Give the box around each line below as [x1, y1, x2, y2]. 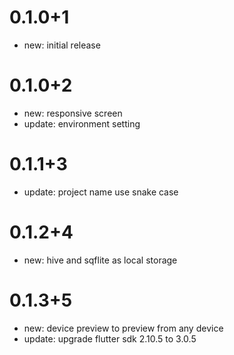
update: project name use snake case [23, 186, 179, 198]
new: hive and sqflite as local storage [23, 254, 178, 266]
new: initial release [23, 39, 101, 51]
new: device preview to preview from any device [23, 322, 224, 334]
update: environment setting [23, 117, 141, 130]
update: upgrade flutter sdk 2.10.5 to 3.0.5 [23, 332, 197, 345]
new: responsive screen [23, 107, 123, 119]
